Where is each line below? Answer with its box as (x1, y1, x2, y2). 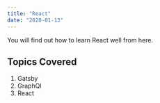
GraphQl (17, 81, 42, 90)
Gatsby (17, 74, 38, 83)
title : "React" (7, 10, 51, 17)
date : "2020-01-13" (7, 17, 64, 24)
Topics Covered (7, 56, 77, 68)
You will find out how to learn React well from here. (7, 35, 154, 44)
